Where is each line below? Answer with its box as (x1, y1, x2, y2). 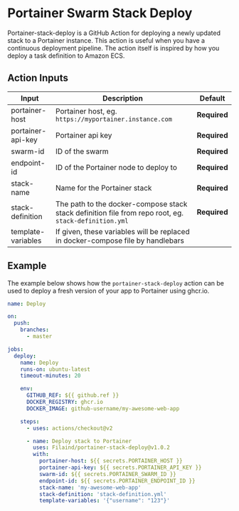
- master (26, 333, 53, 340)
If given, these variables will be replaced (55, 226, 190, 236)
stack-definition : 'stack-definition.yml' (38, 490, 167, 497)
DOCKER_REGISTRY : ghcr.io (26, 398, 103, 406)
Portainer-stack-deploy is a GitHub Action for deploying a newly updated (7, 29, 221, 37)
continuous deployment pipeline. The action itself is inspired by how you (7, 44, 220, 52)
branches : (20, 326, 50, 333)
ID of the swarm (55, 146, 109, 156)
